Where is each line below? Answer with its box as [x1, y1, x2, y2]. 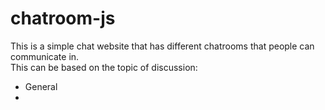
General [24, 80, 58, 92]
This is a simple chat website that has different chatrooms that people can [10, 40, 315, 52]
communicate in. [10, 50, 80, 62]
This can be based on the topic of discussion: [10, 61, 198, 73]
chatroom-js [10, 7, 116, 30]
